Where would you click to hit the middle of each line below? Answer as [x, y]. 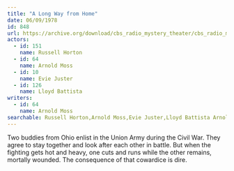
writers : [20, 98]
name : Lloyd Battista [51, 91]
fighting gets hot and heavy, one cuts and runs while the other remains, [110, 152]
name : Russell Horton [51, 53]
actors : [18, 40]
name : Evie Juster [46, 79]
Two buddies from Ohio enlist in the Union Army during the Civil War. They [114, 137]
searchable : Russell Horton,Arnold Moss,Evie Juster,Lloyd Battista [109, 117]
